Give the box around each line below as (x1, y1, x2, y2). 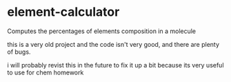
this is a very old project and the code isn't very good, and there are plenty (7, 40, 219, 48)
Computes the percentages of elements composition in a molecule (7, 27, 197, 35)
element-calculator (7, 4, 120, 20)
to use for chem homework (7, 68, 84, 76)
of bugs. (7, 48, 31, 56)
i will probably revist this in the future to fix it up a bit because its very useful (7, 61, 224, 69)
